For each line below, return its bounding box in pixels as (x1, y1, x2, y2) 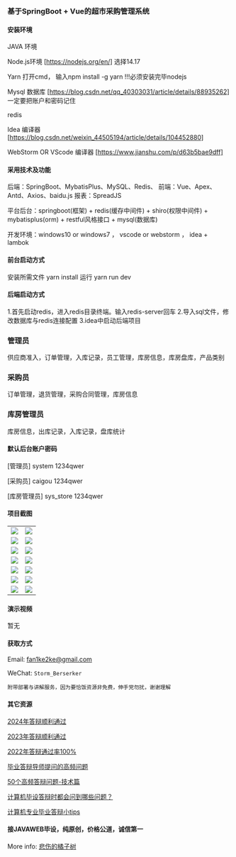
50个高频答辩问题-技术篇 (7, 777, 80, 785)
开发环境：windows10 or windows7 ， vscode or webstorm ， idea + (7, 231, 208, 239)
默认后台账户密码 (7, 445, 57, 453)
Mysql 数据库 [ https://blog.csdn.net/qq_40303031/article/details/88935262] (7, 87, 230, 96)
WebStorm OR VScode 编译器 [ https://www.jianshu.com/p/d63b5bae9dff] (7, 148, 223, 157)
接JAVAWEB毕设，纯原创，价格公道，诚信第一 (7, 825, 144, 834)
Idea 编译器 (7, 126, 41, 134)
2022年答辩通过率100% (7, 747, 77, 756)
